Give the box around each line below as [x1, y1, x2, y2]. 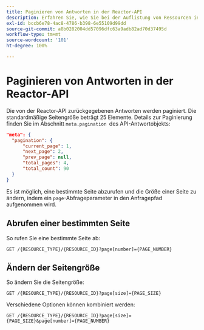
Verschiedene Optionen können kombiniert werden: [6, 301, 135, 308]
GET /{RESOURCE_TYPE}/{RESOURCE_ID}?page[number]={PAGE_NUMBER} [6, 246, 172, 252]
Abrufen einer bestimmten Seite [6, 218, 131, 229]
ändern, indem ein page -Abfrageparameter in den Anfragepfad [6, 194, 163, 201]
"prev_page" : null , [22, 154, 72, 161]
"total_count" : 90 [22, 166, 69, 172]
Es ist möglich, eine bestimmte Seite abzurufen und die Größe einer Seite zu [6, 187, 197, 195]
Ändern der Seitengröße [6, 262, 100, 273]
